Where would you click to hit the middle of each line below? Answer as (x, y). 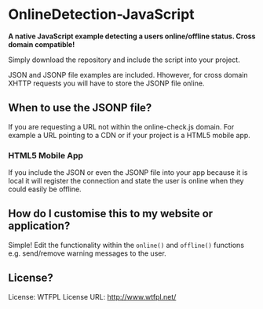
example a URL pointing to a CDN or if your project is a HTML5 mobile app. (130, 135)
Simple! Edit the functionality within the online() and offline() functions (126, 245)
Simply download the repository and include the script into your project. (124, 60)
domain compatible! (42, 44)
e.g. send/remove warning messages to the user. (87, 253)
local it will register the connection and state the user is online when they (126, 181)
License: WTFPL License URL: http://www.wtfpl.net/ (92, 296)
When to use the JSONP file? (80, 108)
